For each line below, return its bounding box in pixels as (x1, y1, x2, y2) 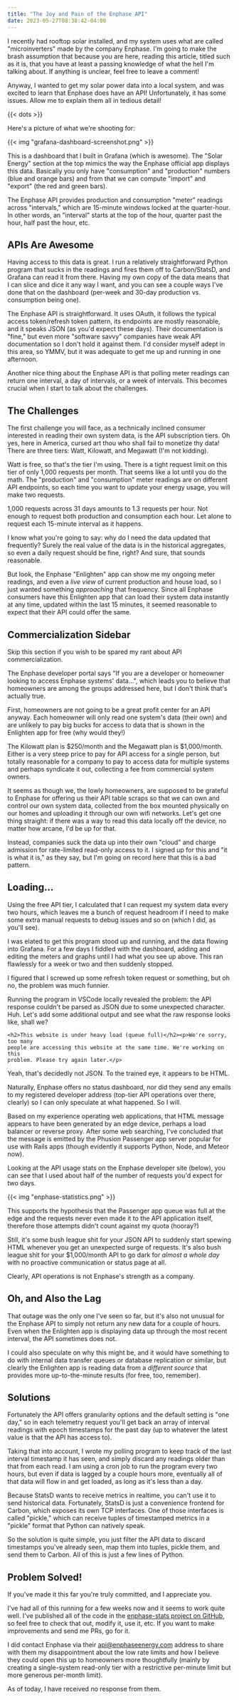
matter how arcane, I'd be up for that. (7, 824, 117, 832)
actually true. (7, 692, 46, 700)
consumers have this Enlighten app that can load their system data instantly (7, 593, 230, 602)
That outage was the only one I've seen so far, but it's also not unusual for (7, 1311, 225, 1320)
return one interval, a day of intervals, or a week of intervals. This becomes (7, 376, 228, 385)
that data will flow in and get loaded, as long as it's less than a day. (7, 1477, 203, 1486)
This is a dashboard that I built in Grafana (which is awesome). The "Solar (7, 151, 223, 160)
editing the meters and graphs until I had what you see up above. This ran (7, 952, 223, 961)
